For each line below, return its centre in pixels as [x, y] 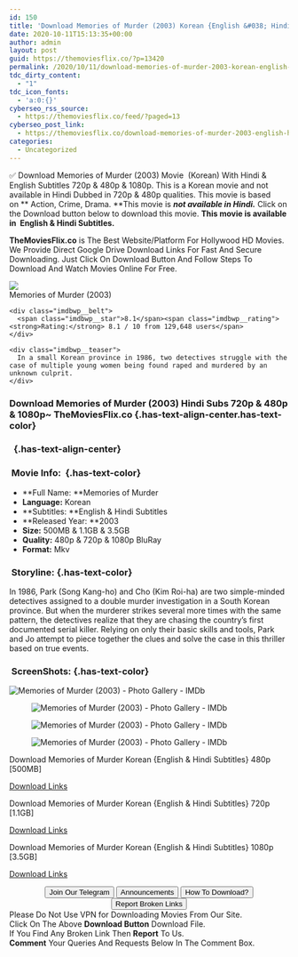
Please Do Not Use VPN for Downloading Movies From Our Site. [125, 915]
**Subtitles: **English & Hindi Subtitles [95, 511]
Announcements [147, 893]
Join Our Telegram [79, 893]
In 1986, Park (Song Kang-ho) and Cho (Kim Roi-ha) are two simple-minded [147, 591]
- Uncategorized [47, 149]
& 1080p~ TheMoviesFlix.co [71, 414]
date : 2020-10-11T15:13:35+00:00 [71, 34]
